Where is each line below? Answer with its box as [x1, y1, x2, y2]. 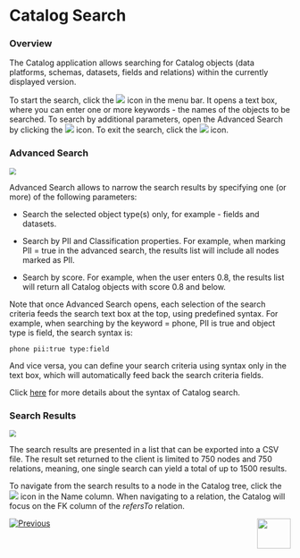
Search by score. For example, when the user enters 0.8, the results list [21, 272, 285, 283]
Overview [9, 38, 53, 50]
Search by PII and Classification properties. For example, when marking [21, 235, 286, 246]
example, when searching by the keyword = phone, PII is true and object [9, 317, 276, 328]
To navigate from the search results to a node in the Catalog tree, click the [9, 480, 282, 492]
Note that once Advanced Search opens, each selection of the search [9, 299, 266, 309]
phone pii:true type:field [9, 344, 110, 353]
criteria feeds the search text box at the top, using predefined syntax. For [9, 308, 279, 318]
